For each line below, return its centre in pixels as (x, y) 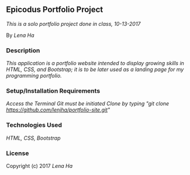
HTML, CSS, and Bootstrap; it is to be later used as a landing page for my (95, 69)
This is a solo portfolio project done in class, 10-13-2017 (73, 23)
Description (23, 51)
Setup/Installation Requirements (53, 91)
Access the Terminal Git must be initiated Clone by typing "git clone (88, 104)
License (18, 153)
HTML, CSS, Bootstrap (33, 138)
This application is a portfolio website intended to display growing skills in (95, 63)
